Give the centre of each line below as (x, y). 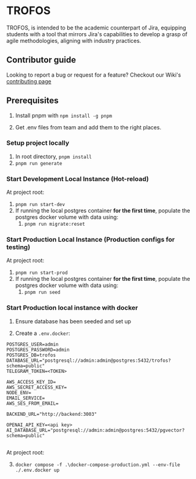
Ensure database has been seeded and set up (73, 321)
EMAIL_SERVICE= (26, 398)
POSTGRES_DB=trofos (31, 355)
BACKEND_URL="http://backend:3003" (52, 414)
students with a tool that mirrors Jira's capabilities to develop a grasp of (97, 34)
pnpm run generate (39, 163)
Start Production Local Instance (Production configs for (91, 240)
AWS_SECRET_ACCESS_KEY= (37, 387)
